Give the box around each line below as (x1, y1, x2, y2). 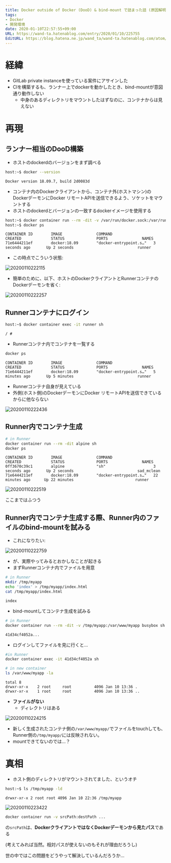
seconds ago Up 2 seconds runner (5, 245, 152, 251)
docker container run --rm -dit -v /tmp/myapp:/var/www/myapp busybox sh (5, 623, 165, 628)
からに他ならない (12, 396, 49, 402)
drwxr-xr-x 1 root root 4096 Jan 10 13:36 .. (5, 689, 140, 694)
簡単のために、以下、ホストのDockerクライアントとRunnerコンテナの (12, 276, 159, 282)
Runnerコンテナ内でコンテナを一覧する (12, 341, 95, 347)
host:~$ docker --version (5, 169, 60, 174)
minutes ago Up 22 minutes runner (5, 478, 149, 483)
